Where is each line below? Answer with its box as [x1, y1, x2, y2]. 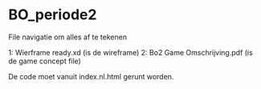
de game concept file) [8, 56, 82, 66]
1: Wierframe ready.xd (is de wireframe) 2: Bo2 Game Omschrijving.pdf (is [8, 47, 253, 57]
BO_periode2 [8, 6, 97, 24]
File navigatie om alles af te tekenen [8, 32, 127, 42]
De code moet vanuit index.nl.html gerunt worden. [8, 71, 174, 81]
